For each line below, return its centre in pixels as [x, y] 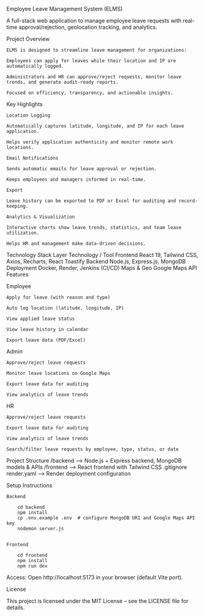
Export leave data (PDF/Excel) [46, 340]
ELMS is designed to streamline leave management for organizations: [97, 50]
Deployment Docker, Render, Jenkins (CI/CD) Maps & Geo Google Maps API [102, 268]
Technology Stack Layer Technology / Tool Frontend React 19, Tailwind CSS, [102, 255]
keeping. [17, 206]
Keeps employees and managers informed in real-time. [76, 179]
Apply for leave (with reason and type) [59, 297]
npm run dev [32, 566]
